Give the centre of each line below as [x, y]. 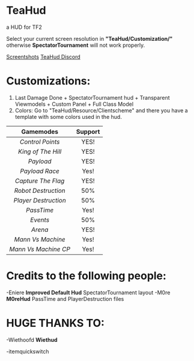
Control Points [40, 142]
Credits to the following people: [86, 276]
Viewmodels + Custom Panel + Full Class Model [74, 104]
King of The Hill [40, 151]
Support [88, 132]
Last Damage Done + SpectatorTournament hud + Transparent [92, 97]
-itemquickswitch [28, 351]
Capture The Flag [40, 181]
